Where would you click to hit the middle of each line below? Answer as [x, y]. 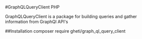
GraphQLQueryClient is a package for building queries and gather [71, 16]
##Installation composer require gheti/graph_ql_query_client [65, 31]
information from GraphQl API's [37, 22]
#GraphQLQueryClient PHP [32, 7]
